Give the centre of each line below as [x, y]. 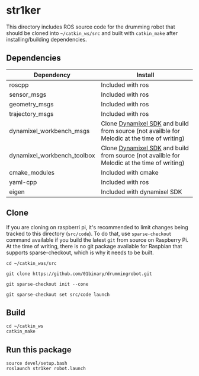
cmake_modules [32, 172]
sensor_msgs [28, 94]
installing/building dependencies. [46, 39]
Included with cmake [129, 172]
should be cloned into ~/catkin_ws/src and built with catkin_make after [92, 33]
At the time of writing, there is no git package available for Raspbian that [94, 246]
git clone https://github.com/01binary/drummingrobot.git [79, 274]
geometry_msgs [31, 104]
